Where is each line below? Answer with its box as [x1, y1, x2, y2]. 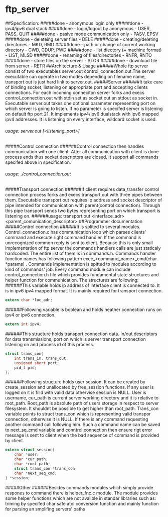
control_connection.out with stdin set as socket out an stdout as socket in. [5, 94, 158, 101]
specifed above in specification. [5, 159, 71, 165]
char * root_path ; [14, 461, 51, 467]
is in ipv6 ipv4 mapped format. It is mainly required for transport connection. [5, 288, 163, 294]
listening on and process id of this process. [5, 342, 94, 348]
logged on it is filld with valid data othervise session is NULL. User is [5, 389, 146, 395]
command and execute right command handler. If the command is [5, 235, 141, 241]
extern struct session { [5, 447, 55, 453]
